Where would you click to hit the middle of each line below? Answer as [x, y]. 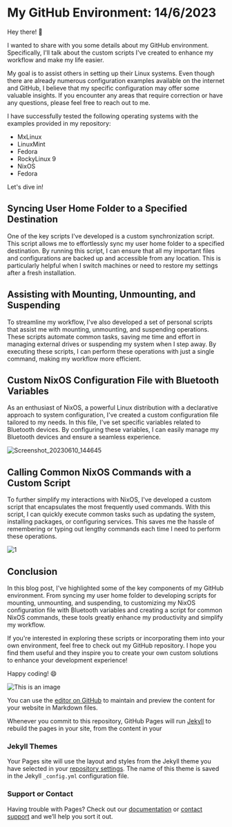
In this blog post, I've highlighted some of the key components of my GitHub [116, 588]
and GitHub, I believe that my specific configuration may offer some [104, 88]
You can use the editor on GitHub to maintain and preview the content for [111, 700]
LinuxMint [31, 144]
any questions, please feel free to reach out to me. [79, 102]
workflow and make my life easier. [56, 59]
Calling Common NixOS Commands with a [99, 472]
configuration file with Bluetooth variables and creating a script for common [115, 610]
